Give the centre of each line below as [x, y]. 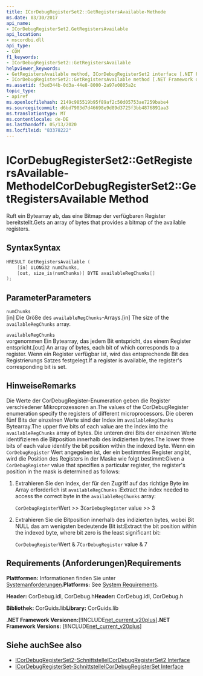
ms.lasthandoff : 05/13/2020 [42, 125]
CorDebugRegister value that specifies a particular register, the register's [96, 465]
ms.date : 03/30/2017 [32, 18]
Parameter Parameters [49, 298]
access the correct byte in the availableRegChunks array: [85, 496]
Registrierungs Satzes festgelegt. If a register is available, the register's [94, 360]
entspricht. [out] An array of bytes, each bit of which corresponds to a [93, 348]
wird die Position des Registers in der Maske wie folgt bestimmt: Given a [95, 458]
